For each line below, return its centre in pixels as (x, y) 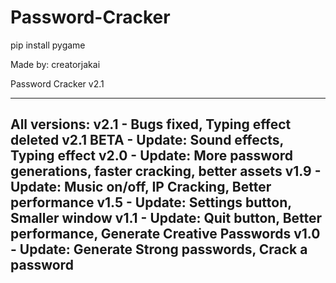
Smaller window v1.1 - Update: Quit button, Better (166, 218)
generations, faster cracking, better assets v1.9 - (166, 171)
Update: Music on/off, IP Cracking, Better (141, 187)
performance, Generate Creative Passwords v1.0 (165, 234)
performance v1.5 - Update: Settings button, (151, 202)
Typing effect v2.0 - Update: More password (152, 156)
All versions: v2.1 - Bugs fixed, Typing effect (151, 124)
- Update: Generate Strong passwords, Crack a (159, 249)
